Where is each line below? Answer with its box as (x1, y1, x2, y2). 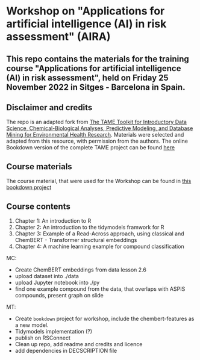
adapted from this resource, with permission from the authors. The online (6, 137, 189, 145)
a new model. (14, 321, 49, 329)
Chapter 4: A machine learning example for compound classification (14, 243, 185, 250)
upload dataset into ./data (14, 273, 80, 280)
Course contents (6, 201, 70, 211)
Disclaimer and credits (6, 102, 93, 113)
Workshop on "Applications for (6, 4, 165, 18)
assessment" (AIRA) (6, 30, 111, 43)
